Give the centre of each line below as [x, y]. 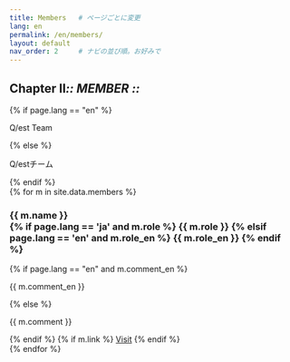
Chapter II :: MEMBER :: [75, 88]
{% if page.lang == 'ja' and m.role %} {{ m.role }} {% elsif [138, 226]
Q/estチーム [31, 163]
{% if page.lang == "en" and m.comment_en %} [99, 269]
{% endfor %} [35, 349]
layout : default [40, 43]
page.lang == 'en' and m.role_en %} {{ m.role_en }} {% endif [145, 238]
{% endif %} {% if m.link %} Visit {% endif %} [95, 339]
